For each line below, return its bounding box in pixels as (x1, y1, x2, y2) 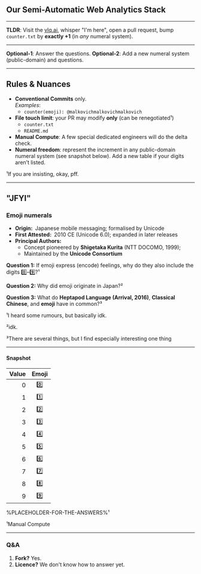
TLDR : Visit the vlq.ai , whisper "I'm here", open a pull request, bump (6, 26, 174, 34)
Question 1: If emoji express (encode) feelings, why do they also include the (6, 262, 194, 269)
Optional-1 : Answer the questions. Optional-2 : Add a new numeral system (6, 50, 190, 57)
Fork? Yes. (14, 554, 42, 561)
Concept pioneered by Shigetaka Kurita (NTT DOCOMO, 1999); (23, 244, 181, 251)
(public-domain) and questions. (6, 56, 84, 63)
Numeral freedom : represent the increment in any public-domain (14, 146, 175, 153)
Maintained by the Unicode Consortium (23, 250, 123, 257)
